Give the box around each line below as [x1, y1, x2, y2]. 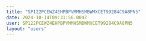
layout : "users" [6, 25, 47, 32]
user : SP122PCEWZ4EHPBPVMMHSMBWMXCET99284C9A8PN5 [6, 20, 133, 26]
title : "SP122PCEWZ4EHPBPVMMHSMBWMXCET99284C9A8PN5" [6, 8, 141, 15]
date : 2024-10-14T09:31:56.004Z [6, 14, 87, 20]
